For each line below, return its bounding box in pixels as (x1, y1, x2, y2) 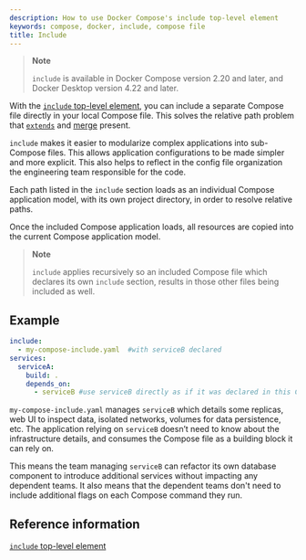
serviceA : (17, 362, 55, 371)
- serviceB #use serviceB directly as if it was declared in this (33, 387, 291, 397)
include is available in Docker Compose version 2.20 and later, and (31, 73, 284, 84)
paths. (9, 204, 34, 215)
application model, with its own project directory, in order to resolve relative (9, 194, 293, 206)
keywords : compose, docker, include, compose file (9, 22, 206, 31)
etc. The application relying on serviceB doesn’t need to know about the (9, 424, 280, 435)
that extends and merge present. (9, 120, 131, 131)
